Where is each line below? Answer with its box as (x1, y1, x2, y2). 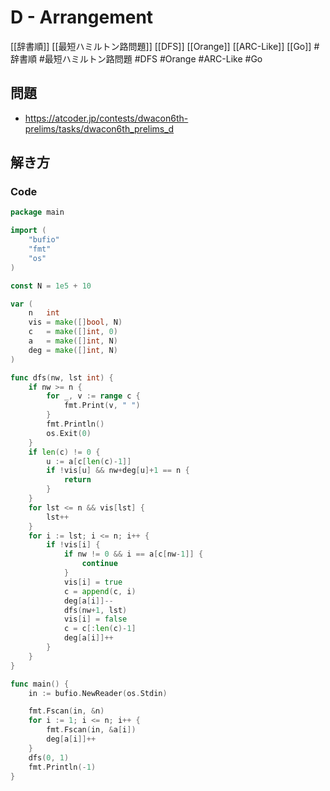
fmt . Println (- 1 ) (28, 762, 97, 772)
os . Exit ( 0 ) (46, 428, 92, 438)
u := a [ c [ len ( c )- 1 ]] (46, 456, 132, 466)
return (63, 475, 92, 485)
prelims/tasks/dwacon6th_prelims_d (24, 122, 175, 135)
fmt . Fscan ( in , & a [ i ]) (46, 725, 137, 735)
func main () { (10, 679, 70, 689)
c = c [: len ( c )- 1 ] (63, 624, 137, 634)
